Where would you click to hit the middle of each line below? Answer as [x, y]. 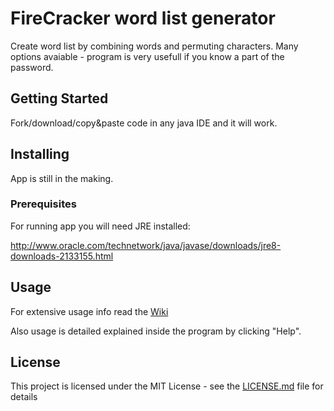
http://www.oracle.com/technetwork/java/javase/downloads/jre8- [146, 245]
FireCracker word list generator [143, 18]
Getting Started [59, 98]
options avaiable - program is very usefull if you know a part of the [147, 56]
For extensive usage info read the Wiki [89, 311]
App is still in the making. [62, 178]
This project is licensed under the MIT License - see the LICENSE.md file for [167, 386]
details [24, 397]
